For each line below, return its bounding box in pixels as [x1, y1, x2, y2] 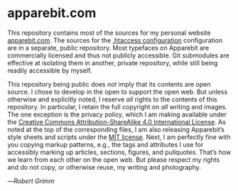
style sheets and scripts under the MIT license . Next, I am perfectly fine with [7, 133, 231, 141]
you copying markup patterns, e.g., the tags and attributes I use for [7, 140, 204, 148]
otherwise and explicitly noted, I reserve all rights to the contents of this [7, 94, 218, 104]
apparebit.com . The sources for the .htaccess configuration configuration [7, 36, 223, 44]
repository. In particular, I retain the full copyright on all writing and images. [7, 102, 227, 111]
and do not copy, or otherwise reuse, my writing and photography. [7, 163, 201, 171]
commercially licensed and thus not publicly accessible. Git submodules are [7, 51, 229, 60]
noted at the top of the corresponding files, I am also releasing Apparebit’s [7, 125, 225, 133]
